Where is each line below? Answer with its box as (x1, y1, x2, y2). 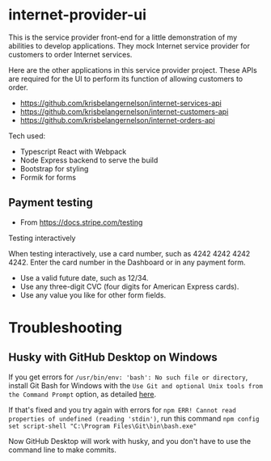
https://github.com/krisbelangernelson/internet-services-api (19, 98, 222, 108)
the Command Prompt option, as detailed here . (8, 389, 156, 399)
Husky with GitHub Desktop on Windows (8, 350, 218, 365)
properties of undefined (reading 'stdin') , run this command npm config (8, 413, 260, 423)
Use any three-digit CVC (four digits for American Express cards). (19, 281, 239, 291)
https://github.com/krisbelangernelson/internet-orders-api (19, 115, 216, 125)
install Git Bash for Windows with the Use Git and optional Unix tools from (8, 380, 263, 390)
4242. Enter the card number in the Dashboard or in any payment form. (8, 257, 246, 267)
